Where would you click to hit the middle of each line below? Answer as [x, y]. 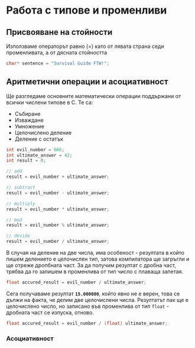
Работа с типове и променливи [87, 10]
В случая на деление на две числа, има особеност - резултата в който [95, 253]
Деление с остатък [39, 139]
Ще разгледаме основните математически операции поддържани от [94, 96]
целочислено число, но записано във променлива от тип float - [88, 306]
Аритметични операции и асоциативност [87, 82]
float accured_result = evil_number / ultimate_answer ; [76, 282]
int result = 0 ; [26, 161]
